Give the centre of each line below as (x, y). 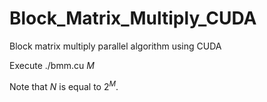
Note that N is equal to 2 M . (64, 85)
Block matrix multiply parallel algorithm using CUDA (115, 46)
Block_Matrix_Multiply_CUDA (133, 18)
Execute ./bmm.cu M (52, 65)
